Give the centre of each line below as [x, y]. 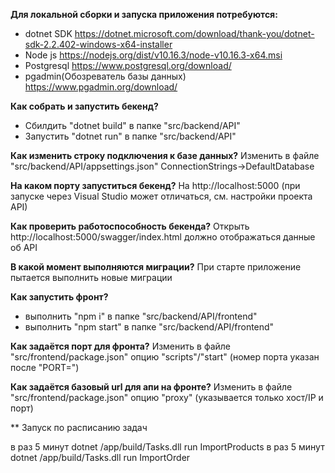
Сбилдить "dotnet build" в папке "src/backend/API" [132, 125]
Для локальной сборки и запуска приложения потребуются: [144, 14]
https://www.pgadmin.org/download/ [101, 87]
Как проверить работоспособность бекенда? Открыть [130, 226]
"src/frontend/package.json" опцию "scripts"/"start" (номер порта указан [165, 357]
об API [24, 247]
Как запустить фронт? [59, 297]
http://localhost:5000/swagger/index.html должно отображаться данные [163, 237]
